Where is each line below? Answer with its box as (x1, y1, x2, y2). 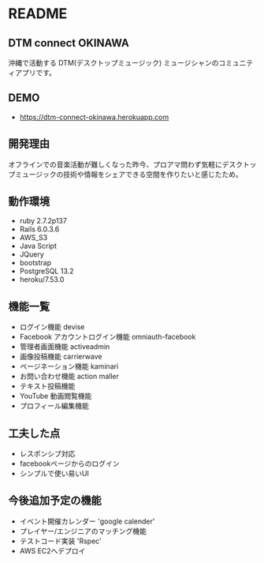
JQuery (19, 250, 45, 259)
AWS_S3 (19, 233, 48, 242)
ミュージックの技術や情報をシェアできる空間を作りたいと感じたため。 (14, 169, 243, 178)
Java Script (19, 242, 57, 251)
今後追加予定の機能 (8, 494, 102, 508)
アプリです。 (14, 68, 57, 77)
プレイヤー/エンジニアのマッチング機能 (19, 526, 147, 535)
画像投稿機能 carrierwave (19, 352, 102, 362)
